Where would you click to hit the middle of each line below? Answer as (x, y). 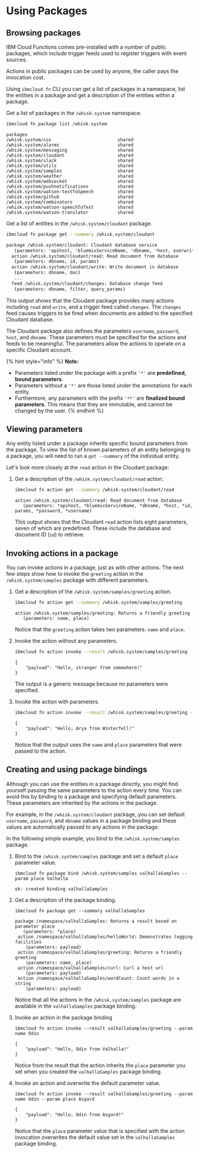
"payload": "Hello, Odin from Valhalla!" (77, 1049)
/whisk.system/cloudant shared (70, 155)
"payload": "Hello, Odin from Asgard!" (75, 1114)
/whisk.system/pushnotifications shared (70, 186)
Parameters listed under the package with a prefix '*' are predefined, (100, 372)
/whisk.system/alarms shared (70, 145)
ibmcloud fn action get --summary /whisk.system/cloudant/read (94, 490)
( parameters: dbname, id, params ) (57, 262)
